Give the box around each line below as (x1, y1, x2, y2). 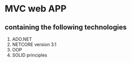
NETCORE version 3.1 (12, 41, 57, 47)
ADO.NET (12, 36, 32, 42)
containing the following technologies (5, 23, 127, 31)
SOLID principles (12, 52, 48, 58)
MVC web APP (5, 3, 67, 14)
